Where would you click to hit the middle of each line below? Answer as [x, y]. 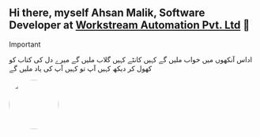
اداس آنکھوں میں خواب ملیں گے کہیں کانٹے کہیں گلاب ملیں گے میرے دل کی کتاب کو [130, 59]
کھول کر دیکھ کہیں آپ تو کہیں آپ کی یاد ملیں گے [81, 68]
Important [25, 44]
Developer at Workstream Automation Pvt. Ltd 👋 [130, 26]
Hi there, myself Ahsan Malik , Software [107, 13]
